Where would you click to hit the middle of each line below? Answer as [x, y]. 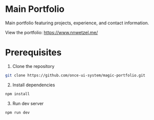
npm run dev [17, 113]
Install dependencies [34, 85]
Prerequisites [34, 53]
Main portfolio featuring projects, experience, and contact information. [77, 23]
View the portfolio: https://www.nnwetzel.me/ [52, 32]
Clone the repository [33, 66]
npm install [17, 94]
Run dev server [28, 103]
